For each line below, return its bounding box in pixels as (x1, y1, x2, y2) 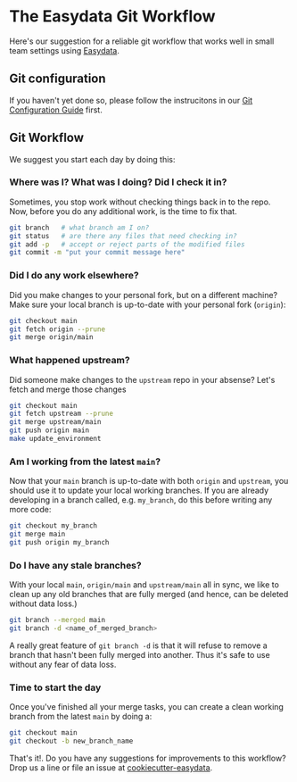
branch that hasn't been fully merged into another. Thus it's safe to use (9, 649, 270, 660)
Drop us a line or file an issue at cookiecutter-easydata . (9, 761, 213, 773)
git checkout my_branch (9, 521, 98, 530)
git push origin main (9, 426, 90, 435)
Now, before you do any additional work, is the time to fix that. (9, 205, 238, 216)
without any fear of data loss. (9, 659, 117, 670)
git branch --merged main (9, 616, 105, 625)
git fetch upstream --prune (9, 409, 114, 419)
